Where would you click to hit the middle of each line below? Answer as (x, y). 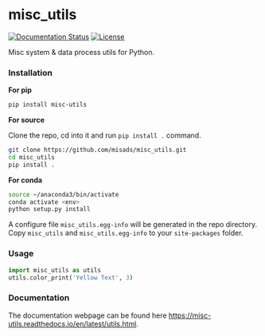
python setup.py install (49, 209)
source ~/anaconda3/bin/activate (64, 194)
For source (27, 120)
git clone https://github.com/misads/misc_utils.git (97, 150)
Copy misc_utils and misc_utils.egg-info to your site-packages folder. (126, 233)
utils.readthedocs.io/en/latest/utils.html (72, 323)
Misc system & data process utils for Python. (82, 52)
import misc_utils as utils (55, 270)
